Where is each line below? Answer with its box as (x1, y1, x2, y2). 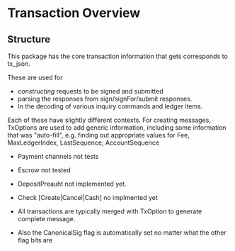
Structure (7, 33, 51, 45)
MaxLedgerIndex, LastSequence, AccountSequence (7, 138, 160, 147)
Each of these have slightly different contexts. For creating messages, (7, 116, 211, 124)
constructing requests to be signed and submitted (17, 87, 164, 95)
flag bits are (17, 236, 53, 244)
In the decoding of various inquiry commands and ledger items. (17, 102, 203, 111)
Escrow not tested (17, 166, 71, 174)
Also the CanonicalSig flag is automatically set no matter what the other (17, 228, 227, 237)
